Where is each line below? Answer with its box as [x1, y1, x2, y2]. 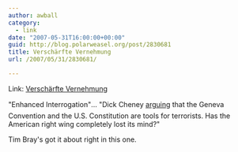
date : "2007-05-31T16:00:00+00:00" [8, 33, 126, 42]
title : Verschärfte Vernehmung [8, 48, 111, 56]
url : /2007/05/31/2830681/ [8, 56, 97, 64]
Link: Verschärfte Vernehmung [8, 83, 108, 93]
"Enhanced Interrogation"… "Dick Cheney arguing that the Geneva [8, 99, 225, 109]
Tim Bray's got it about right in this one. [8, 135, 137, 144]
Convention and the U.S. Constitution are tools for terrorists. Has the [8, 111, 231, 120]
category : [8, 19, 41, 27]
